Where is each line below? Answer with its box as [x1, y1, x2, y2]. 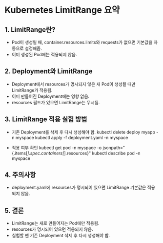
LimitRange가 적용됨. [11, 87, 53, 93]
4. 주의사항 [4, 171, 36, 179]
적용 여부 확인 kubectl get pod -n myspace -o [11, 145, 102, 151]
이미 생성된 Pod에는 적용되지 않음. [11, 52, 77, 57]
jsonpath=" [102, 145, 125, 151]
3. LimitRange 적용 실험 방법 [4, 115, 87, 124]
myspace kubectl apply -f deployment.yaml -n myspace [16, 134, 128, 140]
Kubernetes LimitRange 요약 [4, 4, 120, 16]
